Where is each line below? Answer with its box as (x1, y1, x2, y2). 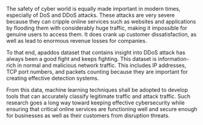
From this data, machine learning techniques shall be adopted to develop (6, 86, 188, 93)
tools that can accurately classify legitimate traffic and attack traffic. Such (6, 93, 191, 100)
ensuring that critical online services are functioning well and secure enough (6, 106, 198, 112)
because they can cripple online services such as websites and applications (6, 18, 196, 25)
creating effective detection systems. (6, 75, 99, 82)
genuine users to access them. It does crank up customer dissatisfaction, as (6, 31, 197, 38)
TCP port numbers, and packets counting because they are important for (6, 68, 188, 75)
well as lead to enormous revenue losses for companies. (6, 37, 147, 44)
